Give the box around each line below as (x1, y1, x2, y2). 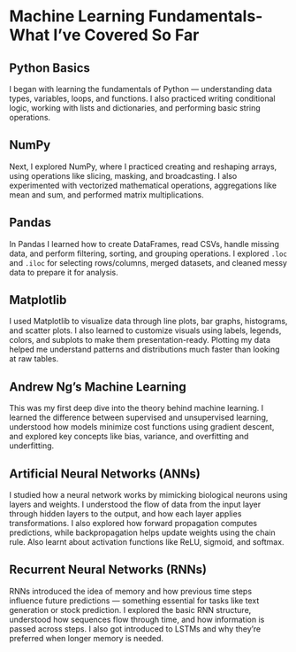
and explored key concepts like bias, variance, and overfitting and (9, 431, 249, 442)
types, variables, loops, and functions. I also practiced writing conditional (9, 93, 276, 104)
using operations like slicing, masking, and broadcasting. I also (9, 170, 238, 181)
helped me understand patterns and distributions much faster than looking (9, 344, 280, 355)
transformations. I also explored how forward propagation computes (9, 518, 258, 529)
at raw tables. (9, 353, 59, 364)
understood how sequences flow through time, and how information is (9, 614, 265, 625)
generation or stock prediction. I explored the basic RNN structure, (9, 604, 252, 615)
